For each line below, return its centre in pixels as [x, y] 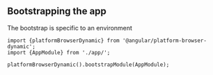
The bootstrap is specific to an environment [70, 28]
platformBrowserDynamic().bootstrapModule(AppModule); [88, 65]
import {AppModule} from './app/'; [59, 52]
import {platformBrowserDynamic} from [63, 41]
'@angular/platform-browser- [165, 41]
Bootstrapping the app [57, 11]
